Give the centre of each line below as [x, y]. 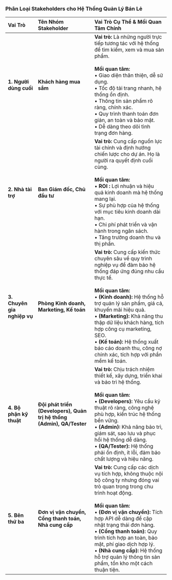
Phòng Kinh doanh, [62, 303]
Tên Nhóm [51, 22]
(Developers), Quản [62, 411]
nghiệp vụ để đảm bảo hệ [125, 265]
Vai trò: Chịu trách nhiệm [124, 369]
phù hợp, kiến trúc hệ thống [128, 414]
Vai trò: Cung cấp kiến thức [127, 252]
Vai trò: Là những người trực [128, 37]
